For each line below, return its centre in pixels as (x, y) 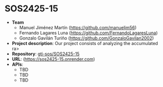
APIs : (17, 64)
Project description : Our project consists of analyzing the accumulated (85, 43)
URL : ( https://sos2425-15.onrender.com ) (53, 59)
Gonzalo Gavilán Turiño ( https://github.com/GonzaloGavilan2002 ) (86, 38)
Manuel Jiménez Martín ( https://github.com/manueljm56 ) (78, 27)
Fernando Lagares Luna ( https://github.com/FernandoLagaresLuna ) (88, 33)
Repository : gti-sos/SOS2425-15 (46, 54)
